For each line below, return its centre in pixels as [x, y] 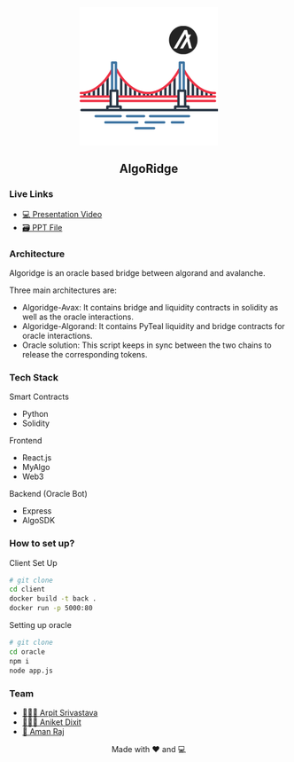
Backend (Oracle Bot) [49, 494]
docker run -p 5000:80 [51, 609]
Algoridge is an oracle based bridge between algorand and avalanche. [137, 272]
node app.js [31, 671]
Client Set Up [33, 562]
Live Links [31, 194]
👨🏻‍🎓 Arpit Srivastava [60, 712]
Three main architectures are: [63, 290]
